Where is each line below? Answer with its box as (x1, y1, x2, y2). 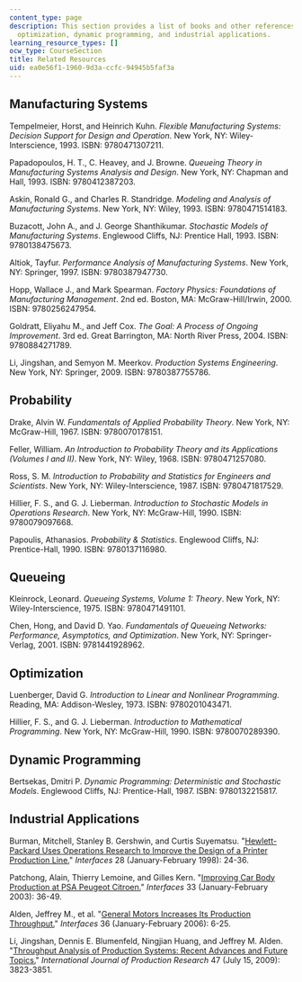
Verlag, (9, 639, 36, 650)
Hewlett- (244, 835, 277, 846)
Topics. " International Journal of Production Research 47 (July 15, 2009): (9, 954, 280, 965)
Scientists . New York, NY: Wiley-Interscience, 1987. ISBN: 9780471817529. (9, 480, 284, 491)
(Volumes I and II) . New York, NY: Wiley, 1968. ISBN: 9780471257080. (9, 453, 267, 464)
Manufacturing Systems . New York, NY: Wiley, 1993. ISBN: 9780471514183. (9, 203, 288, 214)
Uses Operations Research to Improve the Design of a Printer (41, 844, 268, 855)
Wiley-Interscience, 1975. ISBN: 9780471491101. (9, 603, 186, 614)
